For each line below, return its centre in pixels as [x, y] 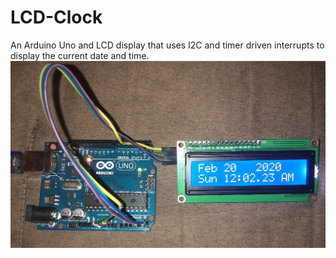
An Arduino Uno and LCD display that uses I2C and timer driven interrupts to [167, 45]
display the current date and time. [80, 55]
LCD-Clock [56, 17]
